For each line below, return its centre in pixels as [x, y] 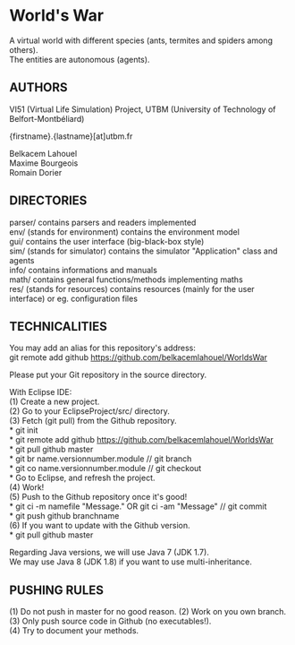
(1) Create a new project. [55, 402]
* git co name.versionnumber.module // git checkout [105, 469]
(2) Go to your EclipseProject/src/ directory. [89, 411]
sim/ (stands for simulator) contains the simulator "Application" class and [143, 251]
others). [24, 49]
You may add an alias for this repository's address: [103, 348]
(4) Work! [27, 487]
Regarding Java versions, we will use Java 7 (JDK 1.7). [110, 553]
